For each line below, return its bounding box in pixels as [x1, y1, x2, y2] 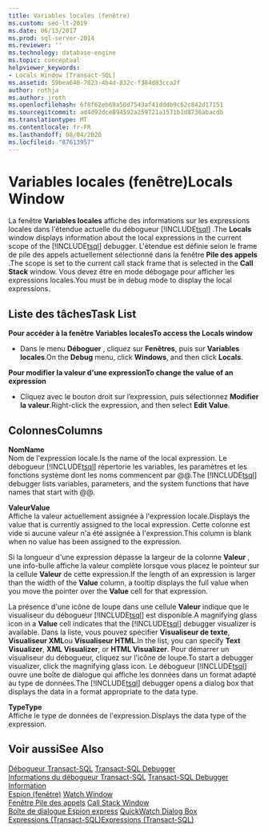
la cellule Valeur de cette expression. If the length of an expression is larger [8, 570, 256, 579]
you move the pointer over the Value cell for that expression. [8, 586, 208, 596]
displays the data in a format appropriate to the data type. [8, 687, 198, 697]
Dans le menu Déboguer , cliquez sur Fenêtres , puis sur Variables [19, 344, 240, 354]
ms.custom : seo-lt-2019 [8, 19, 88, 27]
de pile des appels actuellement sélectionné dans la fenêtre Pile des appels [8, 250, 258, 260]
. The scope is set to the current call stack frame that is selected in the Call [8, 258, 254, 268]
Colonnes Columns [8, 423, 103, 437]
